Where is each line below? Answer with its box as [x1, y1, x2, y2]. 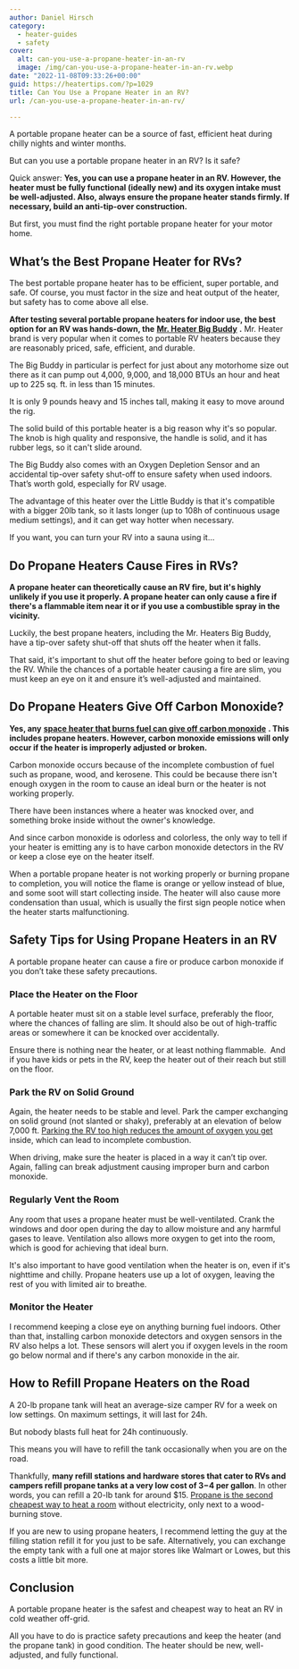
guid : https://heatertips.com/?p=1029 [9, 80, 154, 89]
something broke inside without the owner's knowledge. [9, 815, 216, 826]
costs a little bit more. [9, 1554, 89, 1565]
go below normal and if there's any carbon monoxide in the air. [9, 1350, 240, 1360]
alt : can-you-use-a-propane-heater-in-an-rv [17, 55, 186, 64]
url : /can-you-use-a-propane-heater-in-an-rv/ [9, 96, 186, 106]
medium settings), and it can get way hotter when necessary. [9, 515, 235, 526]
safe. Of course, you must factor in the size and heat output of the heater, [9, 287, 280, 298]
